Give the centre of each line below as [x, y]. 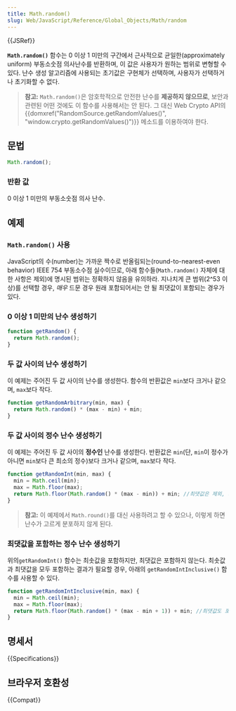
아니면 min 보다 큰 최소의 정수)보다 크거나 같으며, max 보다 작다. [92, 461]
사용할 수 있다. [40, 578]
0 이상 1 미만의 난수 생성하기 [52, 316]
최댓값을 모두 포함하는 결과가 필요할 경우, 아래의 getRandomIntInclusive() [117, 569]
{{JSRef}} [21, 40]
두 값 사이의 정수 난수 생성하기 [55, 435]
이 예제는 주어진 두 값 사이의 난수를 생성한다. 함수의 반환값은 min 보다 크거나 [110, 381]
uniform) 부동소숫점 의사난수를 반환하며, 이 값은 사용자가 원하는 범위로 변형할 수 [117, 63]
